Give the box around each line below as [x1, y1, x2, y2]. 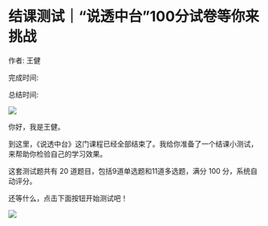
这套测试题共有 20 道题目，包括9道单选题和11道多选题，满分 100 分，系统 [8, 166, 251, 175]
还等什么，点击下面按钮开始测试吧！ [8, 193, 128, 203]
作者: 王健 [8, 55, 41, 65]
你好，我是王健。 [8, 121, 65, 131]
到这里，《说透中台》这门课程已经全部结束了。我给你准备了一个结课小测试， [8, 138, 258, 149]
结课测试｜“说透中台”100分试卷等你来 [8, 7, 259, 26]
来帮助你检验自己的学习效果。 [8, 149, 107, 158]
